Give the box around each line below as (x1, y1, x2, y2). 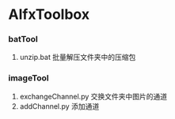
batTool (8, 34, 38, 45)
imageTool (8, 73, 49, 84)
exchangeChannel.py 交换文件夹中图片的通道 (19, 91, 168, 101)
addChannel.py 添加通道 (19, 101, 100, 111)
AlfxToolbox (8, 6, 89, 24)
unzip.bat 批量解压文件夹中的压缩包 (19, 53, 136, 62)
